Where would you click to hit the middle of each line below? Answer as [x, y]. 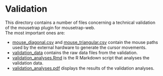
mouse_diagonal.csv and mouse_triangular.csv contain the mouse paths [85, 42]
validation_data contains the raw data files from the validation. [75, 53]
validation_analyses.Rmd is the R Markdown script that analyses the [81, 57]
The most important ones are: [35, 33]
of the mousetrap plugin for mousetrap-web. [50, 27]
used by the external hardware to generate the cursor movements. [79, 47]
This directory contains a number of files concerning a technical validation [80, 22]
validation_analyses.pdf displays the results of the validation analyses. [83, 68]
